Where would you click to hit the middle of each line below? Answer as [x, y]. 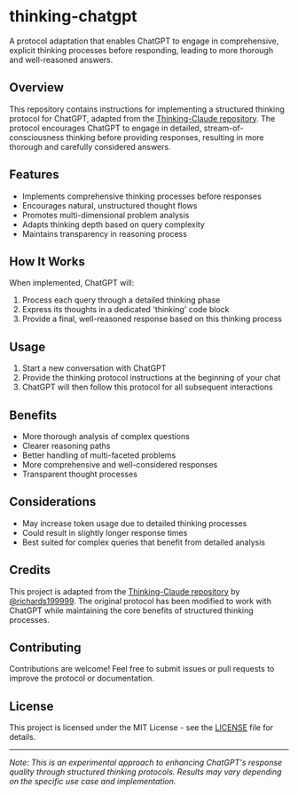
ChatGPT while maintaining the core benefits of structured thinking [132, 610]
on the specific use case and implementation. [93, 782]
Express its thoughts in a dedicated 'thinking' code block [125, 310]
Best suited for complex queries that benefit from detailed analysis [144, 542]
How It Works [47, 261]
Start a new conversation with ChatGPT [94, 368]
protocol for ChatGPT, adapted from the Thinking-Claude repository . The [142, 118]
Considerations [53, 502]
